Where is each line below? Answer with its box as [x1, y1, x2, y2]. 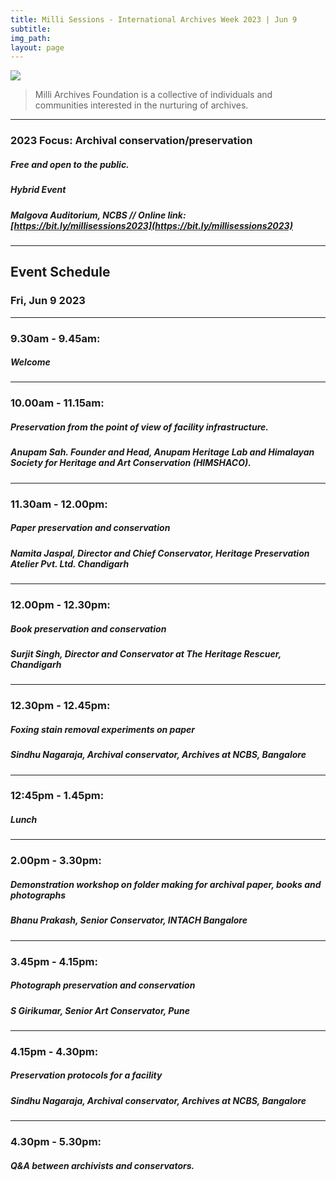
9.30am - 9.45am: [10, 331, 101, 345]
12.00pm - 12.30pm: [10, 597, 111, 611]
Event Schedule [10, 264, 111, 281]
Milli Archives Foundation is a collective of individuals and [34, 89, 273, 101]
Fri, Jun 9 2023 [10, 294, 86, 308]
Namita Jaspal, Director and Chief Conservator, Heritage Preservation [10, 547, 310, 559]
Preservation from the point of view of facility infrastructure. [10, 421, 269, 433]
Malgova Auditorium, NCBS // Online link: [10, 209, 187, 221]
